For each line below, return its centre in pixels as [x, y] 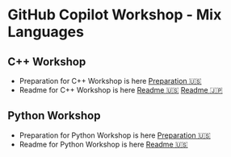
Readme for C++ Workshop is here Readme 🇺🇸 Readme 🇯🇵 [121, 90]
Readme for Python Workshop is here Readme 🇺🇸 [103, 144]
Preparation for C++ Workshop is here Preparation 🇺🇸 [111, 81]
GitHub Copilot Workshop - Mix [115, 15]
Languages [46, 32]
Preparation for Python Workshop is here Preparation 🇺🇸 [115, 135]
